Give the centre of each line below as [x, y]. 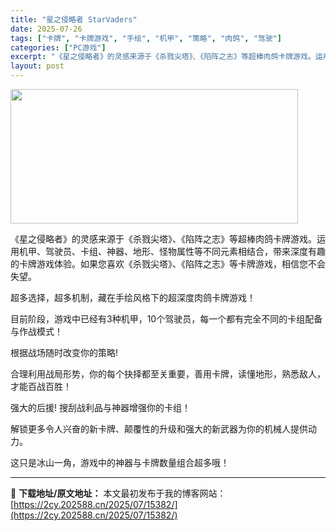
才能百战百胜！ [41, 386]
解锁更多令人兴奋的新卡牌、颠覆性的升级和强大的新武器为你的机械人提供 [159, 429]
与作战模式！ [36, 331]
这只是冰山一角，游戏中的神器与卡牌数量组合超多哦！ [120, 462]
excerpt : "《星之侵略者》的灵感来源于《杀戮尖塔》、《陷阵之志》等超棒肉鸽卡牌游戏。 [163, 57]
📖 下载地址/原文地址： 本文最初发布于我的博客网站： [118, 493]
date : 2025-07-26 [46, 29]
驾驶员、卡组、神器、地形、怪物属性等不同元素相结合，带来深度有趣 [185, 251]
